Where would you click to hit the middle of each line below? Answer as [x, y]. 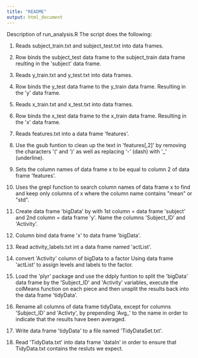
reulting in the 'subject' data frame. [58, 64]
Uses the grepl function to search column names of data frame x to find [103, 187]
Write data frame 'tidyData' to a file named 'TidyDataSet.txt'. [89, 331]
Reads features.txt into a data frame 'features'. [72, 134]
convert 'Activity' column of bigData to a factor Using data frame [94, 258]
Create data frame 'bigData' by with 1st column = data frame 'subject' [100, 211]
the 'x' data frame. [38, 122]
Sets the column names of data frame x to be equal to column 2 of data [102, 169]
